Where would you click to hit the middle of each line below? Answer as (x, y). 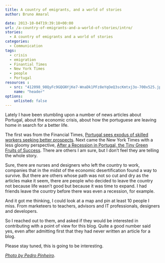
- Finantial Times (28, 64)
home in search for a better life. (37, 125)
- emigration (23, 59)
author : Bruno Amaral (27, 14)
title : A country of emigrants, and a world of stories (63, 10)
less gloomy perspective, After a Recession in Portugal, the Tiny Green (77, 145)
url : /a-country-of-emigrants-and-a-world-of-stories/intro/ (69, 28)
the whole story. (21, 156)
